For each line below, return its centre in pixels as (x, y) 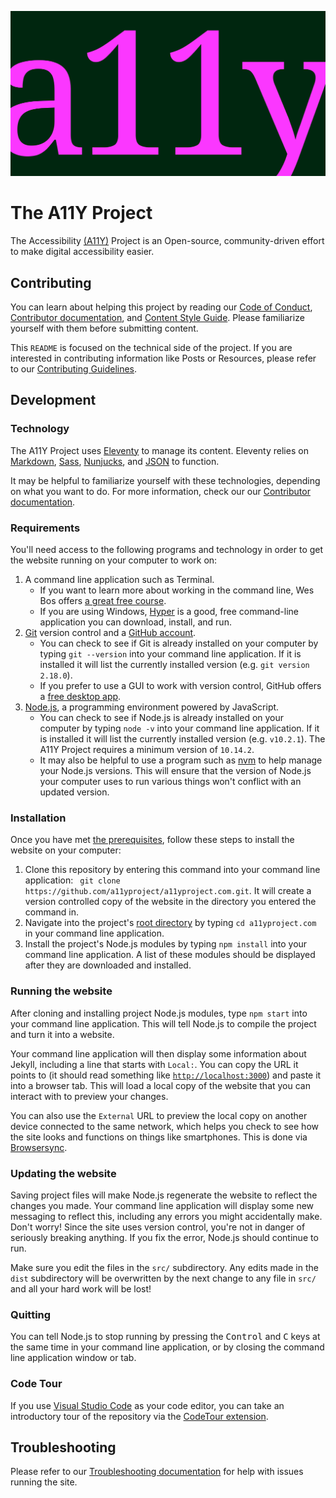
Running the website (61, 991)
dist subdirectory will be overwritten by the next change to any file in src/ (163, 1278)
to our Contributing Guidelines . (74, 369)
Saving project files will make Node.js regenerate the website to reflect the (164, 1195)
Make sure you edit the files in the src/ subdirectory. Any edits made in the (164, 1267)
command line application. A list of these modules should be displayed (170, 955)
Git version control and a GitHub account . (110, 633)
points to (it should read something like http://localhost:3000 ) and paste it (166, 1075)
